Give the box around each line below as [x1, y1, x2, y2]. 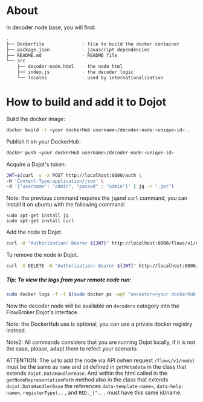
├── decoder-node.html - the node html [17, 64, 123, 70]
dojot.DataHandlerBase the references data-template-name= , [6, 382, 156, 389]
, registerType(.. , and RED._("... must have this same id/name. [19, 389, 182, 396]
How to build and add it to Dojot [6, 95, 167, 109]
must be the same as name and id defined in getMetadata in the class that [6, 363, 187, 370]
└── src [6, 58, 26, 64]
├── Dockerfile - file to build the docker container [6, 41, 180, 47]
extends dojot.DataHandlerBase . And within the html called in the [6, 369, 168, 377]
